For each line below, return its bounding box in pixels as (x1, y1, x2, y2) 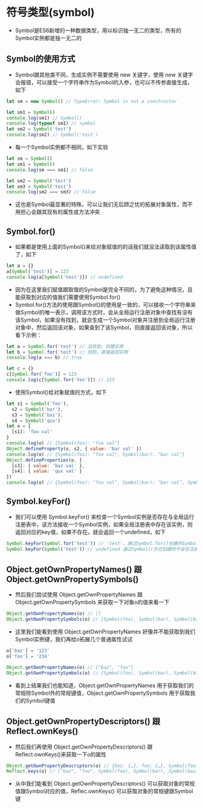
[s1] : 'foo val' (11, 429, 53, 435)
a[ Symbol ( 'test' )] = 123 (6, 268, 69, 275)
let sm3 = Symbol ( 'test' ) (6, 183, 71, 190)
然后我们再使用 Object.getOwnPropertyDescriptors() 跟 (14, 743, 153, 750)
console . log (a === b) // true (6, 355, 83, 361)
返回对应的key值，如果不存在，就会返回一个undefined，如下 (14, 528, 166, 535)
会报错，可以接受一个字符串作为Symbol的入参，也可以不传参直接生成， (14, 78, 193, 85)
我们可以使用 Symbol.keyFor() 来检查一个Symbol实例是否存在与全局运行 (14, 513, 195, 520)
